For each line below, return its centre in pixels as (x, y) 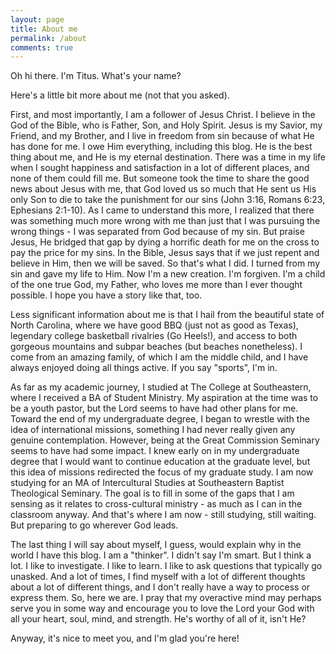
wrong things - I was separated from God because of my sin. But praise (157, 232)
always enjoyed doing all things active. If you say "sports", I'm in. (144, 368)
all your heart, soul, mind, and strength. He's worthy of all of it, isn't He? (158, 619)
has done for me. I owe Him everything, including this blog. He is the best (161, 147)
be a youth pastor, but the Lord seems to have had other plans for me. (154, 408)
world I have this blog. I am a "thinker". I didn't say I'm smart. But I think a (161, 555)
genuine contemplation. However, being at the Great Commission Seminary (165, 440)
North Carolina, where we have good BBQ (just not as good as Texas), (154, 325)
